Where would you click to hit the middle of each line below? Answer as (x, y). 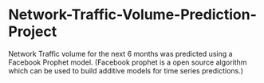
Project (33, 32)
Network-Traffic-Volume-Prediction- (132, 15)
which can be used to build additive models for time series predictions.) (126, 70)
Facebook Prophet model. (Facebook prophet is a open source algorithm (128, 62)
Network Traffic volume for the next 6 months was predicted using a (120, 53)
